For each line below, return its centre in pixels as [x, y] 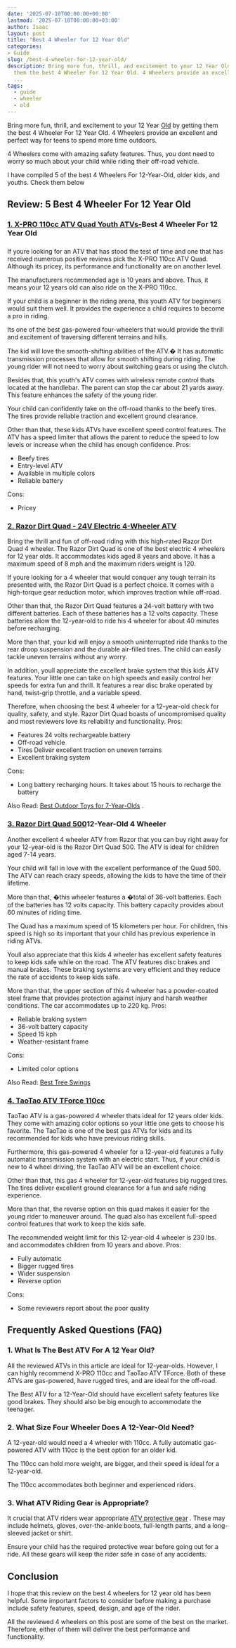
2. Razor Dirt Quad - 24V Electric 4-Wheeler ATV [92, 526]
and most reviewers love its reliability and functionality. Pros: [95, 722]
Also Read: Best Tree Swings [49, 1082]
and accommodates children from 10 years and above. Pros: [94, 1245]
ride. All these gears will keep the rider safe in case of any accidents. [107, 1555]
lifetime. [19, 883]
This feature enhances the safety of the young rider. [83, 395]
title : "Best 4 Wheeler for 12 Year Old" [69, 40]
